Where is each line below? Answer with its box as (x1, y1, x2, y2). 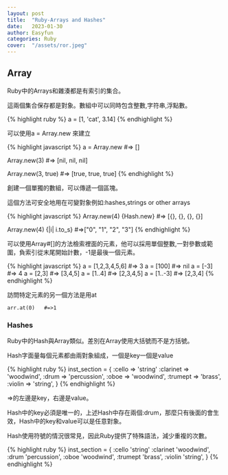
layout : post (7, 10, 45, 17)
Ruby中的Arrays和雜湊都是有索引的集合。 (7, 87, 125, 95)
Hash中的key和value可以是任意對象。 (19, 417, 126, 426)
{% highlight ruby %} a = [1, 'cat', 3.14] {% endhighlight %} (7, 115, 173, 123)
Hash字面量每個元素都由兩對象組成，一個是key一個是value (7, 351, 174, 360)
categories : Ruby (7, 36, 57, 43)
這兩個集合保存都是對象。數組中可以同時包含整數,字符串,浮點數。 (7, 101, 192, 109)
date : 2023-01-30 (7, 23, 63, 30)
